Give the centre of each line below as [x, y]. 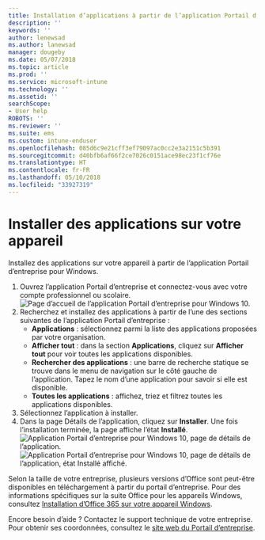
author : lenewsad [37, 38]
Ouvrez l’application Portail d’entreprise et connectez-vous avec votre [133, 287]
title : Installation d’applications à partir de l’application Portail [129, 15]
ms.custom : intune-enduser [53, 141]
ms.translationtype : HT [47, 163]
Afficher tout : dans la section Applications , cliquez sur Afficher [137, 345]
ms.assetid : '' [33, 97]
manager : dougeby [37, 52]
